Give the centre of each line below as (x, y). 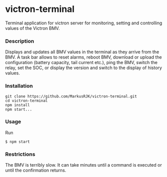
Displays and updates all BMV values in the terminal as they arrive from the (82, 52)
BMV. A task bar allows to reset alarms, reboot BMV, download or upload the (83, 57)
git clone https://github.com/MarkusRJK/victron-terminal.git (71, 96)
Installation (19, 86)
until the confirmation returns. (36, 171)
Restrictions (20, 154)
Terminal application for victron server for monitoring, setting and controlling (84, 23)
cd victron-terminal (27, 100)
